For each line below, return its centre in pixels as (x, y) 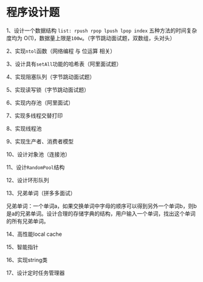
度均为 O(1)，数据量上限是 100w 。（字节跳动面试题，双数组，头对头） (91, 38)
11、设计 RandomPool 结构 (36, 167)
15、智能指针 (22, 247)
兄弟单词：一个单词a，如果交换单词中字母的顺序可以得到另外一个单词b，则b (102, 206)
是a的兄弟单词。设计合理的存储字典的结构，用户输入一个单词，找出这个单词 (101, 213)
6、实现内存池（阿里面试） (40, 102)
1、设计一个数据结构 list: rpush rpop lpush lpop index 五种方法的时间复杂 (102, 30)
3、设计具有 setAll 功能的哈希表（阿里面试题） (64, 64)
